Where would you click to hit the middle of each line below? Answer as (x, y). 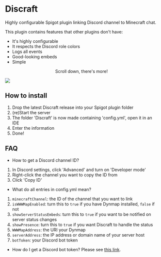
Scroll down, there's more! (81, 71)
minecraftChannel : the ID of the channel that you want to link (72, 199)
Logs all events (27, 51)
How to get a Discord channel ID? (45, 160)
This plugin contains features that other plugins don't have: (64, 32)
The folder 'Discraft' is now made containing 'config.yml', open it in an (82, 118)
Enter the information (33, 128)
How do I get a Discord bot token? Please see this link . (66, 249)
